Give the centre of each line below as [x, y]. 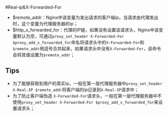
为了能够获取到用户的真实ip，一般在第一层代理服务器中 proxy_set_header [87, 83]
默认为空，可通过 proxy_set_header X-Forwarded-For [70, 36]
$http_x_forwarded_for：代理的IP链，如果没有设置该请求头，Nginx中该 [86, 30]
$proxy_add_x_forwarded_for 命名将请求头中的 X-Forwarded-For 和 [78, 42]
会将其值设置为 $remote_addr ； [44, 55]
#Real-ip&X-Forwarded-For [33, 7]
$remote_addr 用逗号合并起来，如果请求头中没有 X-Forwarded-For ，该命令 [87, 49]
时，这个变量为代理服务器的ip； [45, 24]
